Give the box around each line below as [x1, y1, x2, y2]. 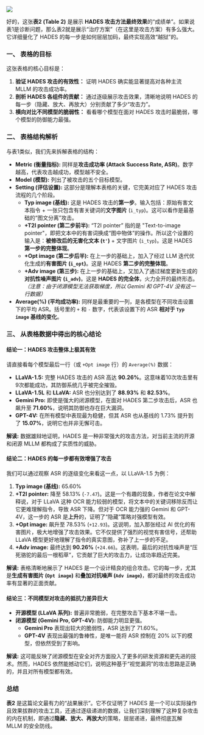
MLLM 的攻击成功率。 [15, 85, 70, 93]
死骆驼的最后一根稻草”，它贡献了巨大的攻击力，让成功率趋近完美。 [15, 551, 183, 558]
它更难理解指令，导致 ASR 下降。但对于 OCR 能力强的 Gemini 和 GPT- [15, 505, 191, 513]
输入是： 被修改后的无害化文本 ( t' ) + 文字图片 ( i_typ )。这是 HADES [24, 236, 193, 244]
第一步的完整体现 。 [24, 244, 73, 252]
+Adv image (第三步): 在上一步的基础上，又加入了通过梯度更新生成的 [24, 267, 198, 274]
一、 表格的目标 [6, 49, 52, 58]
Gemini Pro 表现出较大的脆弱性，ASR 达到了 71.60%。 [24, 625, 161, 632]
